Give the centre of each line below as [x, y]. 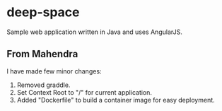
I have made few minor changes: [54, 71]
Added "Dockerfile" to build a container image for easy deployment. [116, 100]
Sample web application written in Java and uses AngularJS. [95, 32]
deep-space [43, 12]
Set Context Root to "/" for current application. [84, 92]
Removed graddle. [43, 85]
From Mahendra [42, 54]
